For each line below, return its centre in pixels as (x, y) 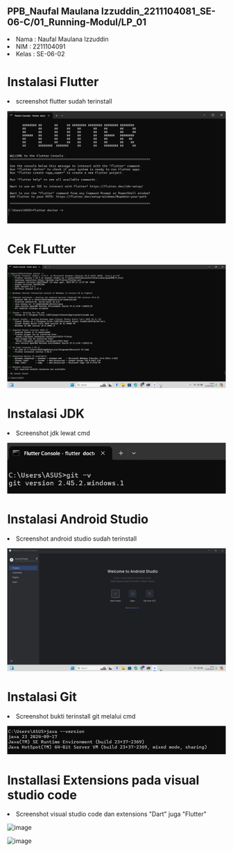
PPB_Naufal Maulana (53, 11)
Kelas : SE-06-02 (41, 54)
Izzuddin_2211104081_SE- (158, 11)
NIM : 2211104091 (41, 46)
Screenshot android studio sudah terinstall (77, 539)
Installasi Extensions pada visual (103, 780)
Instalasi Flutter (53, 82)
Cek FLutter (42, 249)
